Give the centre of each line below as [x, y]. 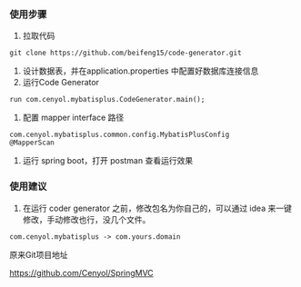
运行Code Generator [61, 83]
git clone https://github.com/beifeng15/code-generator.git [126, 53]
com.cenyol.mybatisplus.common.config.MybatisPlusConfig [120, 135]
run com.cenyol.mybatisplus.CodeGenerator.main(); [107, 100]
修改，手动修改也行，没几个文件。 [86, 219]
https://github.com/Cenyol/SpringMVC [82, 272]
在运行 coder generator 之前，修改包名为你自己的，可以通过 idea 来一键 [157, 208]
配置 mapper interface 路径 [73, 118]
